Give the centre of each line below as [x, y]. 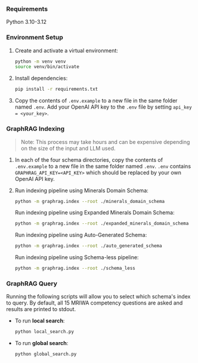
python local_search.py [44, 332]
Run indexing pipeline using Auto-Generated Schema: [81, 235]
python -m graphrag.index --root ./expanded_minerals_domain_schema [102, 224]
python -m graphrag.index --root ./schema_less [75, 268]
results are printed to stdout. [41, 309]
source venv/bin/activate [47, 67]
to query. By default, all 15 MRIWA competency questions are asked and [95, 303]
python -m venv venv [40, 61]
